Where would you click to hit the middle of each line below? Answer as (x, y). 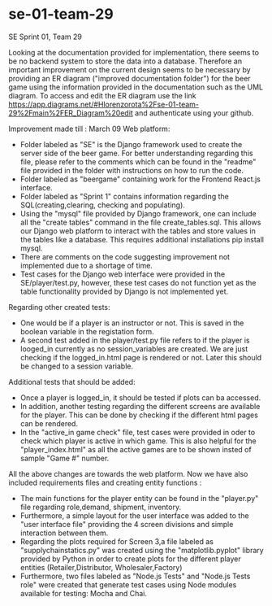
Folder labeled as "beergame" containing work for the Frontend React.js (140, 179)
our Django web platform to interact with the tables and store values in (138, 231)
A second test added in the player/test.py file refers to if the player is (135, 340)
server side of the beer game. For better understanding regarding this (136, 153)
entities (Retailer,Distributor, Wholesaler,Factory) (101, 567)
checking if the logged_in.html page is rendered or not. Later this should (141, 357)
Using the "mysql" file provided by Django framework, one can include (138, 213)
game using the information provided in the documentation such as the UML (136, 87)
